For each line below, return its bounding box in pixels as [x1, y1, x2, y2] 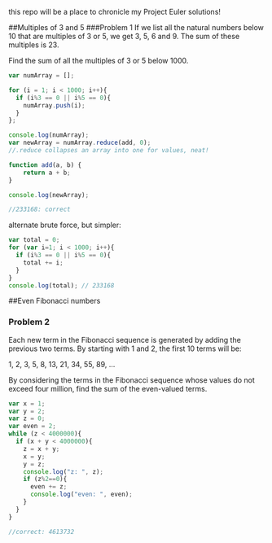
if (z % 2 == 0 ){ [23, 475, 68, 484]
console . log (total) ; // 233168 [8, 281, 115, 290]
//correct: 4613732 [8, 528, 75, 536]
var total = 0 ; [8, 236, 60, 244]
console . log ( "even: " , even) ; [29, 490, 133, 499]
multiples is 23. [8, 40, 59, 50]
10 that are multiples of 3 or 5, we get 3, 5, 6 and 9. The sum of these [8, 32, 240, 41]
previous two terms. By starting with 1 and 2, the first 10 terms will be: [8, 344, 242, 353]
